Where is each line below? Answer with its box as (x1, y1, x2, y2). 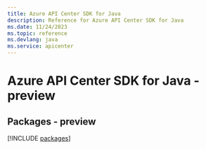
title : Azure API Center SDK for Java (7, 10, 121, 17)
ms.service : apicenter (7, 43, 74, 50)
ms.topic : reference (7, 29, 68, 37)
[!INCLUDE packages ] (7, 134, 71, 142)
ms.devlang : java (7, 36, 58, 43)
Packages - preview (7, 115, 96, 127)
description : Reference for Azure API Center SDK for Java (7, 17, 184, 24)
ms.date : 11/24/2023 (7, 23, 68, 30)
